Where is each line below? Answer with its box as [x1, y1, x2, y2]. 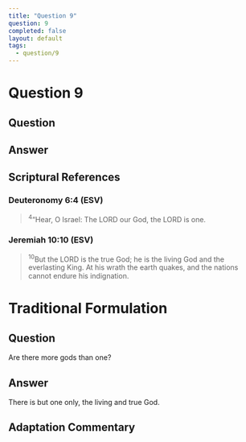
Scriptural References [8, 171, 121, 184]
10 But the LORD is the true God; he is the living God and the [27, 253, 225, 264]
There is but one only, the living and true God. [8, 398, 160, 407]
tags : [8, 42, 27, 50]
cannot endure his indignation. [27, 271, 129, 281]
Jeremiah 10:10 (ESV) [8, 234, 94, 246]
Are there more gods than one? [8, 353, 112, 362]
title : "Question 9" [8, 11, 78, 20]
